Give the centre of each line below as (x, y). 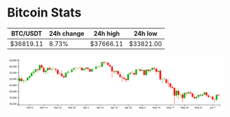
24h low (145, 34)
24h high (107, 34)
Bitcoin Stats (44, 13)
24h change (67, 34)
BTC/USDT (27, 34)
